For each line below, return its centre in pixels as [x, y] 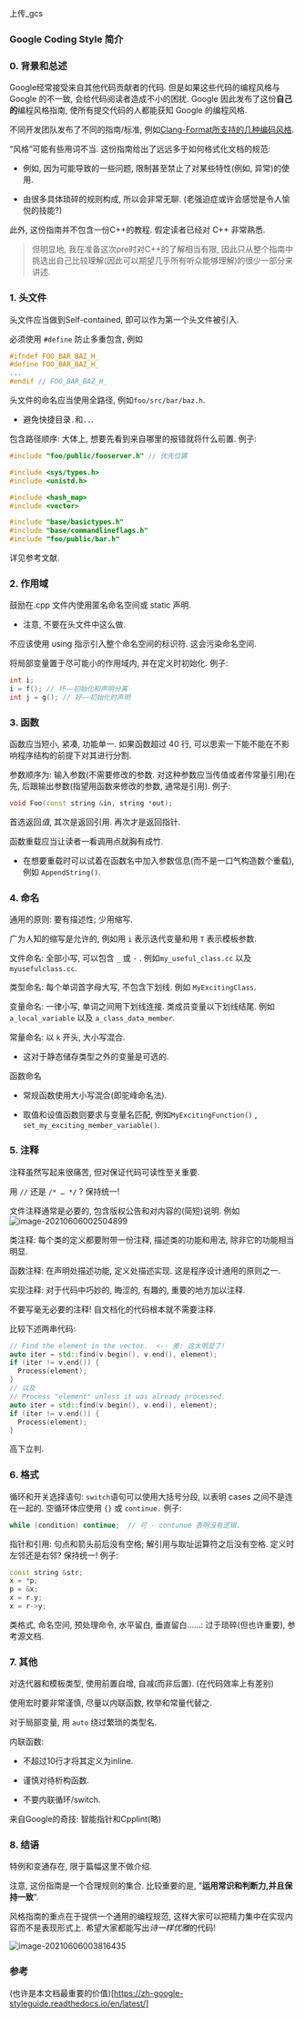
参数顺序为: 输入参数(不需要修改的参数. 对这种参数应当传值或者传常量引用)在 [152, 775]
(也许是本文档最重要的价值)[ [62, 1992]
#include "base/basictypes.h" [67, 522]
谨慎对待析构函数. [56, 1780]
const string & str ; [46, 1572]
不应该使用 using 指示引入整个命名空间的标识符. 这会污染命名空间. [133, 644]
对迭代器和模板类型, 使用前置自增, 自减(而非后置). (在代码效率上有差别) [142, 1684]
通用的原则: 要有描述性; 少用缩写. [71, 919]
